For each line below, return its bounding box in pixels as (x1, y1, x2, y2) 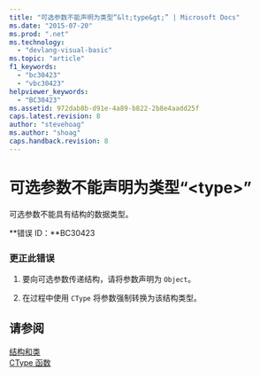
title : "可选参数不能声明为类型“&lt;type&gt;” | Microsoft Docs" (9, 12, 241, 22)
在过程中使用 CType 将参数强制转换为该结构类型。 (21, 292, 202, 302)
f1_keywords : (9, 63, 57, 72)
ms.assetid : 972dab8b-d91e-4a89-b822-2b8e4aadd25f (9, 104, 200, 113)
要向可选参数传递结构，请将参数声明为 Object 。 (21, 273, 196, 284)
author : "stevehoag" (9, 121, 86, 130)
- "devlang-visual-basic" (17, 46, 113, 55)
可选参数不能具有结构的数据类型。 (9, 208, 134, 219)
